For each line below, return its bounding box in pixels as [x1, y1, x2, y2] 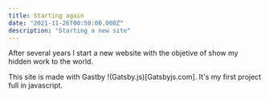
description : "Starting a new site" [8, 26, 131, 34]
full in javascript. [8, 80, 63, 90]
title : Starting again [8, 11, 84, 20]
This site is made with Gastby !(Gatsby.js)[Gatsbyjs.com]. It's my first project [8, 73, 262, 82]
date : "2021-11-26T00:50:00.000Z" [8, 19, 124, 27]
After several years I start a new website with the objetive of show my [8, 49, 238, 58]
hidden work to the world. [8, 57, 94, 66]
